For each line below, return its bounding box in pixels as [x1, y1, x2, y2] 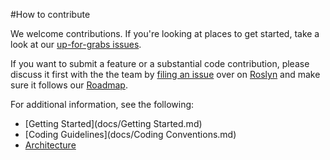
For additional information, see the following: [10, 99, 195, 110]
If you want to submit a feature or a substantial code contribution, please [10, 58, 310, 69]
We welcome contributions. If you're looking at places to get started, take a [10, 28, 320, 39]
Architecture [24, 139, 77, 151]
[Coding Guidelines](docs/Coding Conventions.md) [24, 129, 237, 140]
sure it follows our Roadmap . [10, 79, 128, 91]
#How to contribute [10, 9, 91, 20]
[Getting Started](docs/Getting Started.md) [24, 118, 203, 129]
